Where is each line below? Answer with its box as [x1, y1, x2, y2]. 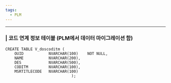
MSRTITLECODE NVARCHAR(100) [14, 69, 79, 74]
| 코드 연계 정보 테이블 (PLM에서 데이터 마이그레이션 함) [5, 35, 133, 42]
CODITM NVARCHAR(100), [14, 64, 81, 69]
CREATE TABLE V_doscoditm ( [5, 46, 65, 51]
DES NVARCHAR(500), [14, 60, 81, 65]
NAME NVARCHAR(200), [14, 56, 81, 61]
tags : [5, 7, 17, 13]
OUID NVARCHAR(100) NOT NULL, [14, 51, 108, 56]
